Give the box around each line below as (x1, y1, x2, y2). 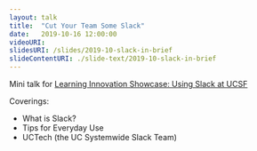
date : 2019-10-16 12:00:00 (9, 29, 117, 38)
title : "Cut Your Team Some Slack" (9, 21, 145, 30)
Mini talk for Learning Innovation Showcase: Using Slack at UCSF (9, 79, 248, 89)
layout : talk (9, 12, 58, 22)
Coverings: (9, 96, 50, 107)
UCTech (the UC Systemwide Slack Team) (21, 132, 178, 142)
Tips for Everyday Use (21, 123, 104, 133)
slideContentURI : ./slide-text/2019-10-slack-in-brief (9, 54, 217, 63)
